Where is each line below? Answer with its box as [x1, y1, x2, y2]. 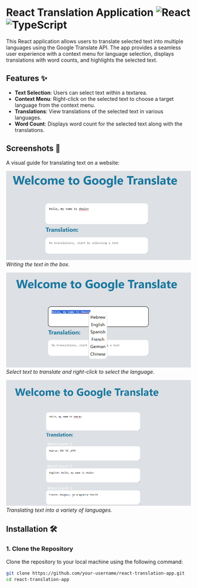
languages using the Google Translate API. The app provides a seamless [6, 44, 181, 51]
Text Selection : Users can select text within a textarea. [14, 89, 148, 96]
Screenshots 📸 [6, 144, 61, 154]
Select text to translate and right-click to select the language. [6, 369, 155, 376]
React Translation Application [6, 6, 154, 19]
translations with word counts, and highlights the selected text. [6, 56, 158, 63]
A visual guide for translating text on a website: [6, 159, 120, 166]
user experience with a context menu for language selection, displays [6, 50, 174, 57]
